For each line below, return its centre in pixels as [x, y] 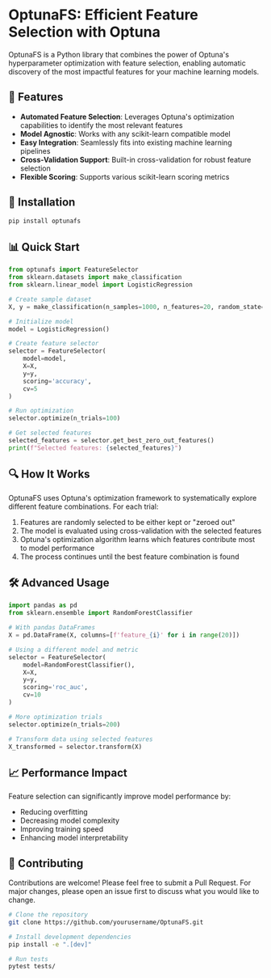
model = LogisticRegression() [59, 329]
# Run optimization [41, 411]
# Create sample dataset [50, 299]
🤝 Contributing [46, 863]
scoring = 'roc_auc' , [56, 688]
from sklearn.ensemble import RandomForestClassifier [101, 613]
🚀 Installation [42, 203]
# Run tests [28, 959]
